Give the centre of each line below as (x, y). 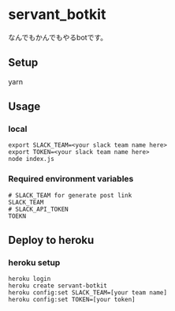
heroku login (30, 279)
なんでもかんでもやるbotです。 (58, 37)
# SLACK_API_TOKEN (38, 209)
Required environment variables (71, 179)
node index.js (32, 159)
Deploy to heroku (51, 240)
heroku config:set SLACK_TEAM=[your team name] (88, 293)
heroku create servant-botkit (58, 286)
